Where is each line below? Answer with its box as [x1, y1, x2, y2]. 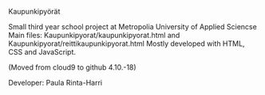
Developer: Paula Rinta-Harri [8, 78, 102, 87]
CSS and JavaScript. [8, 47, 77, 56]
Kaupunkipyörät [8, 7, 61, 16]
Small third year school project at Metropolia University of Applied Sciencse [8, 22, 257, 31]
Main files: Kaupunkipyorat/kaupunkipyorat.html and [8, 31, 180, 40]
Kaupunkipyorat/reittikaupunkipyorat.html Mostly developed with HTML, [8, 39, 245, 48]
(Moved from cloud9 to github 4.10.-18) [8, 63, 137, 72]
